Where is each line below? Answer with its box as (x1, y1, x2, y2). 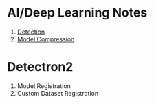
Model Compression (16, 34, 75, 43)
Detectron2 (7, 59, 74, 75)
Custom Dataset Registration (16, 89, 98, 97)
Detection (16, 28, 45, 36)
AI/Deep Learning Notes (7, 5, 148, 21)
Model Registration (16, 81, 71, 90)
